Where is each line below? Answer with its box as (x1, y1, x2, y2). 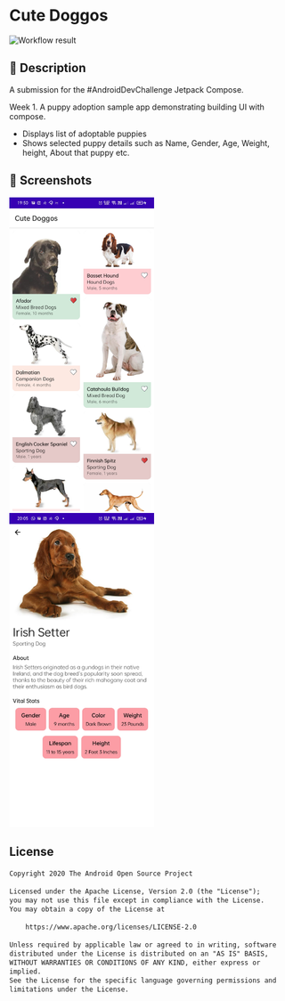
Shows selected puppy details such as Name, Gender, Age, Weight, (21, 137, 270, 148)
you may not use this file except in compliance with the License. (9, 896, 265, 905)
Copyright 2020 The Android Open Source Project (9, 869, 193, 878)
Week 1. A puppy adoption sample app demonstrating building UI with (9, 102, 265, 112)
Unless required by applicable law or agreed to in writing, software (9, 940, 277, 949)
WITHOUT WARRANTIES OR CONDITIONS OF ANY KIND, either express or (9, 958, 261, 967)
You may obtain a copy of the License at (9, 905, 166, 914)
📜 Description (9, 61, 86, 76)
